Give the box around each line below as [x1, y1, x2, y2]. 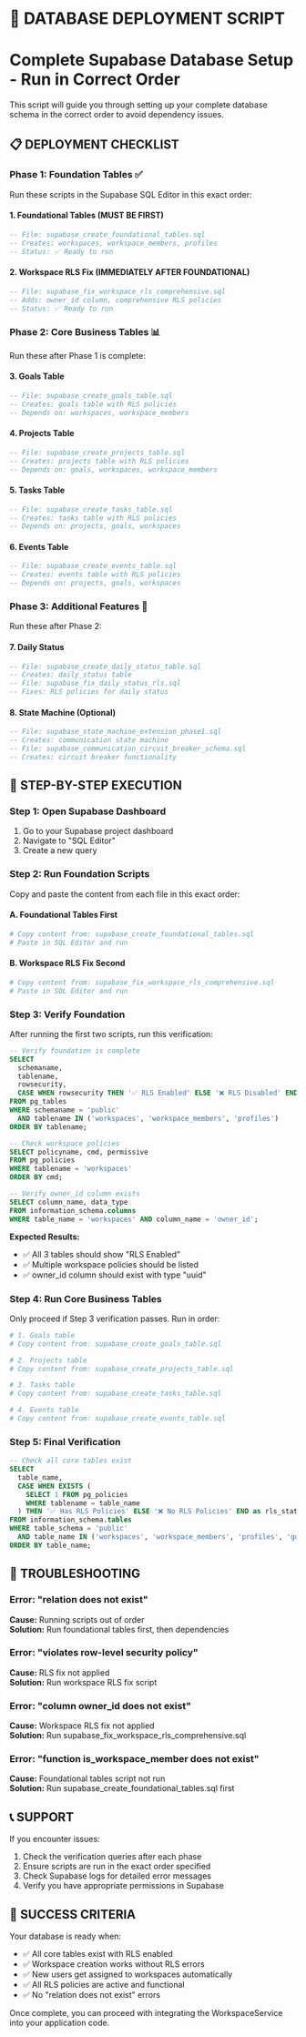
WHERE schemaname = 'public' [9, 1105, 120, 1115]
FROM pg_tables [9, 1097, 67, 1106]
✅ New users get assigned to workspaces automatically [22, 1969, 233, 1980]
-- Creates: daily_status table [9, 670, 132, 679]
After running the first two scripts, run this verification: [9, 1028, 214, 1039]
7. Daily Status [9, 641, 65, 652]
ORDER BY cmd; [9, 1173, 64, 1182]
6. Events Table [9, 541, 69, 552]
